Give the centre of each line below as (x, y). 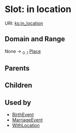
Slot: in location (38, 9)
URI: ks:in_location (24, 23)
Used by (18, 103)
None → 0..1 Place (23, 52)
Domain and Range (35, 39)
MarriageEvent (27, 120)
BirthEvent (23, 115)
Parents (17, 68)
